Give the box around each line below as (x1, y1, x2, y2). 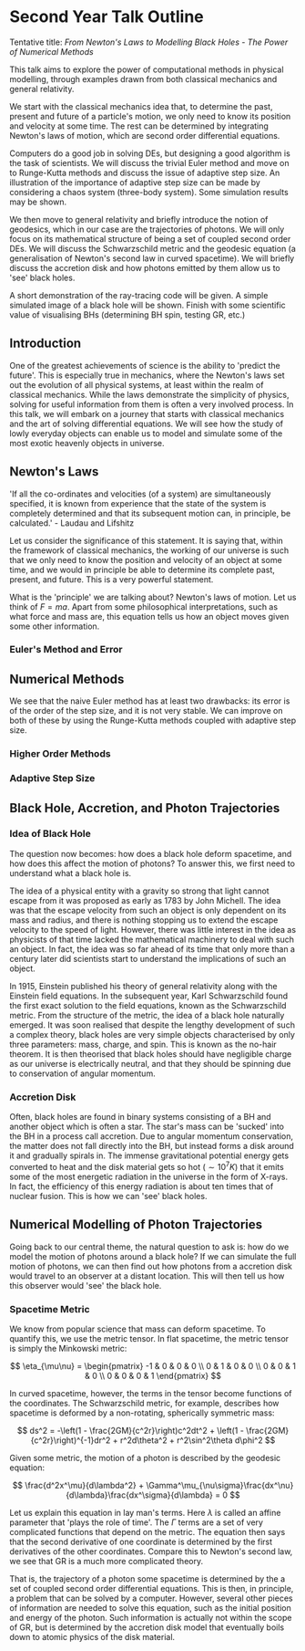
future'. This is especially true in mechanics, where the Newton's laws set (9, 370, 285, 381)
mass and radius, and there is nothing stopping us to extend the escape (9, 914, 279, 925)
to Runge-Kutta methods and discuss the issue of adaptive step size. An (9, 167, 280, 178)
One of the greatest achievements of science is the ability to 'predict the (9, 360, 280, 371)
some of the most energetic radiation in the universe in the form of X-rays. (9, 1171, 289, 1182)
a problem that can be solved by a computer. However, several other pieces (9, 1593, 293, 1604)
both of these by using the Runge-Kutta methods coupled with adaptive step (9, 715, 297, 726)
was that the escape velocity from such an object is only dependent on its (9, 904, 287, 915)
